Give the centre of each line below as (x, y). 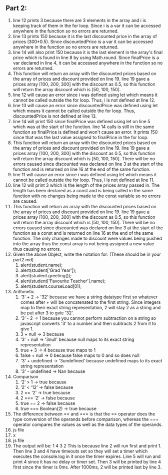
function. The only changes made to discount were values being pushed (87, 238)
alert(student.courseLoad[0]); (51, 286)
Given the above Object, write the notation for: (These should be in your (87, 254)
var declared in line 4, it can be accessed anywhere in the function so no (88, 63)
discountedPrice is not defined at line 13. (55, 116)
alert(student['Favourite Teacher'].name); (63, 281)
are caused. (25, 201)
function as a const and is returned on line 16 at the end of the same (83, 233)
